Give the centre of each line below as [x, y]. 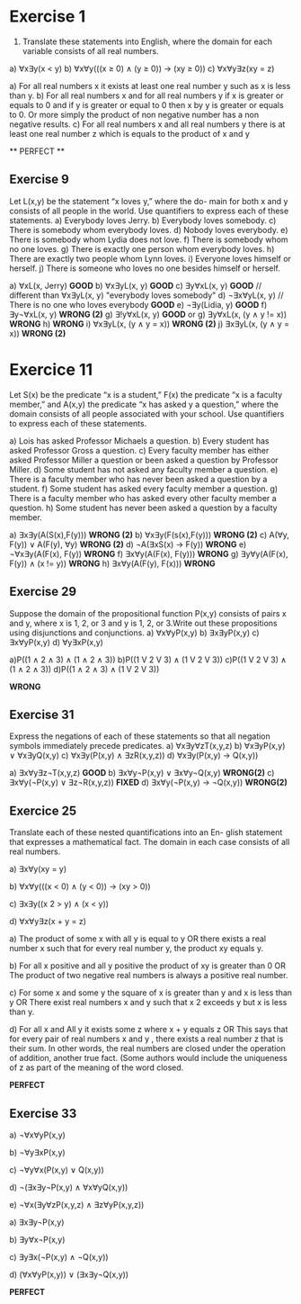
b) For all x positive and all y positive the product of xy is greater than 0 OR [147, 966]
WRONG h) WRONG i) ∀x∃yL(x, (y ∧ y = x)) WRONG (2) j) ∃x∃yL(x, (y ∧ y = [150, 324]
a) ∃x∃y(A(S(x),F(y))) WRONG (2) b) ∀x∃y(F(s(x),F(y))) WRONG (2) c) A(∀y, [150, 535]
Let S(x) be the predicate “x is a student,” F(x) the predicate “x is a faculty [146, 394]
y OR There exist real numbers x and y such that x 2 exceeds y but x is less [148, 1003]
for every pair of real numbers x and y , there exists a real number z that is [146, 1039]
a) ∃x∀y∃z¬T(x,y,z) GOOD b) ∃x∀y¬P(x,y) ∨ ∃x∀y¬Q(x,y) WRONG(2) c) [142, 773]
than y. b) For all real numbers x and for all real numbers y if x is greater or [146, 95]
